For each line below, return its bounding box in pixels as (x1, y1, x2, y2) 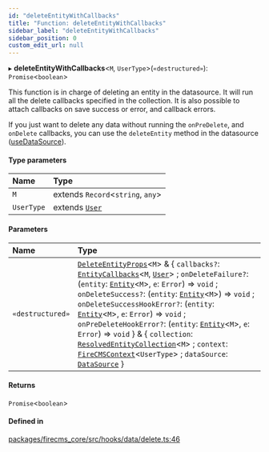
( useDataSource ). (8, 137, 66, 146)
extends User (53, 202, 102, 213)
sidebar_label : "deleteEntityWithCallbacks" (8, 26, 159, 34)
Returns (8, 381, 36, 390)
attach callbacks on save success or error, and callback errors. (8, 105, 216, 114)
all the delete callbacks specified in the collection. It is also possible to (8, 96, 240, 106)
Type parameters (8, 155, 67, 165)
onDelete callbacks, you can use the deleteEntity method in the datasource (8, 129, 259, 138)
